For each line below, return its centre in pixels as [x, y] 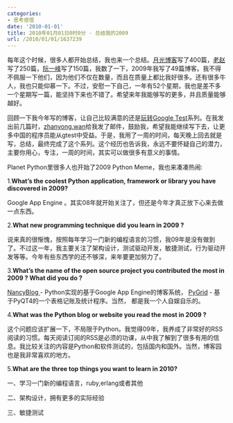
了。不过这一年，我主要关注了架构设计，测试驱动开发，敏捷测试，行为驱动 [113, 248]
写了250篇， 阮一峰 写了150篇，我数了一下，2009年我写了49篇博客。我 [108, 69]
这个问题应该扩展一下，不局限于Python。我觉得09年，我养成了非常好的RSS [115, 329]
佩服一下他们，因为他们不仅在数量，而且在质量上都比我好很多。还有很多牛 [119, 78]
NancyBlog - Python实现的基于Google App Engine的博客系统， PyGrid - [110, 292]
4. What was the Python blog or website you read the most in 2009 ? [107, 315]
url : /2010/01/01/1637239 [44, 39]
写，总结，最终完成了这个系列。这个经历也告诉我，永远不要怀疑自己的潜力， [116, 144]
